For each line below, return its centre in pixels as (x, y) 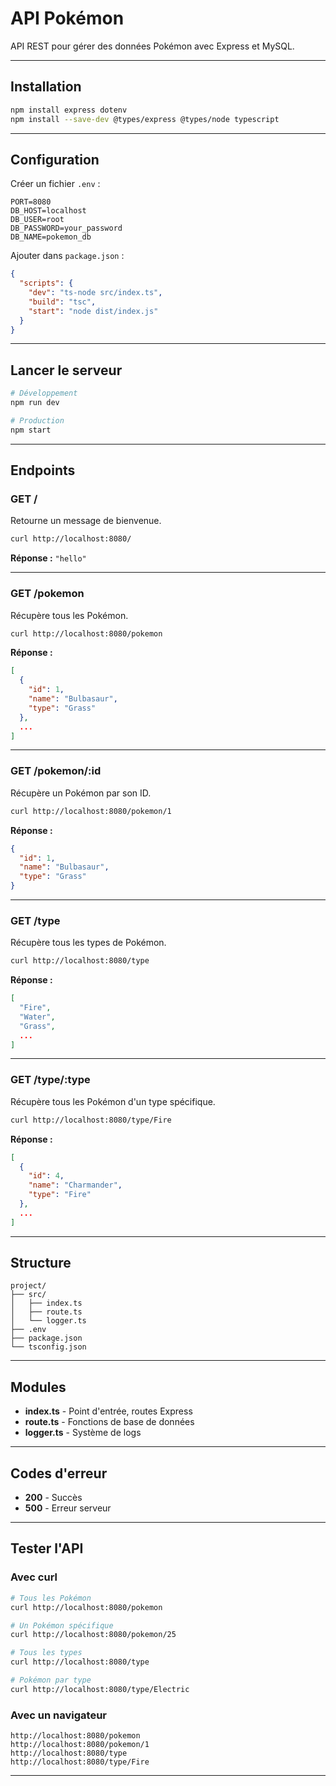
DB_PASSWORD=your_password (66, 228)
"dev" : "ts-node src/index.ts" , (95, 293)
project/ (28, 1286)
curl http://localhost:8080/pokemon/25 (93, 1635)
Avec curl (34, 1577)
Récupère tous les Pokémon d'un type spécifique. (113, 1101)
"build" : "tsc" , (62, 302)
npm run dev (35, 403)
